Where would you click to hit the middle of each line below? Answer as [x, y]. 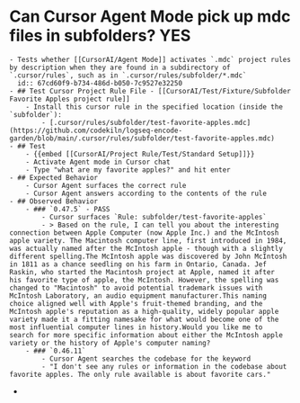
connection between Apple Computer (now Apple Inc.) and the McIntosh [144, 233]
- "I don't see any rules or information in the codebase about [164, 366]
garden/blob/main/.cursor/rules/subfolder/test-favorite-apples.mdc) [142, 138]
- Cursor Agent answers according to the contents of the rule [146, 193]
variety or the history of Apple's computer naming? [110, 343]
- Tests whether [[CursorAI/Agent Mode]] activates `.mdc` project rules [150, 59]
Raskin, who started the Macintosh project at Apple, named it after [142, 272]
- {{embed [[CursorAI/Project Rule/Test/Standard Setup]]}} [140, 154]
